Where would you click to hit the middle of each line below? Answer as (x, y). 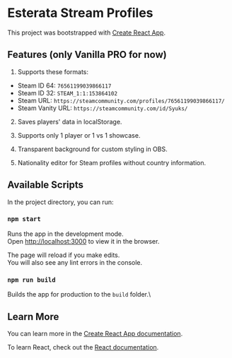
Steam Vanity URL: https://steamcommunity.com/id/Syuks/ (103, 108)
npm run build (31, 280)
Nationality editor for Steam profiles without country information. (112, 162)
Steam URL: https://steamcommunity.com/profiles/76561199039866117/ (121, 100)
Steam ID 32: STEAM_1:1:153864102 (68, 93)
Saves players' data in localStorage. (70, 121)
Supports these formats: (53, 71)
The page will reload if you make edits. (64, 255)
